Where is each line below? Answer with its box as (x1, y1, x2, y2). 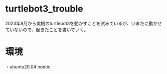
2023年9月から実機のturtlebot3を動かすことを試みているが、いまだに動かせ (5, 20, 162, 26)
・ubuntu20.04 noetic (5, 63, 51, 69)
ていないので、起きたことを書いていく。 (5, 26, 89, 33)
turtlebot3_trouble (5, 3, 84, 15)
